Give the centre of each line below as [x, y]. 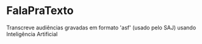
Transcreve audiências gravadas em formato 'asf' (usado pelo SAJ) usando [101, 28]
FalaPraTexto [40, 11]
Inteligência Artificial [32, 34]
